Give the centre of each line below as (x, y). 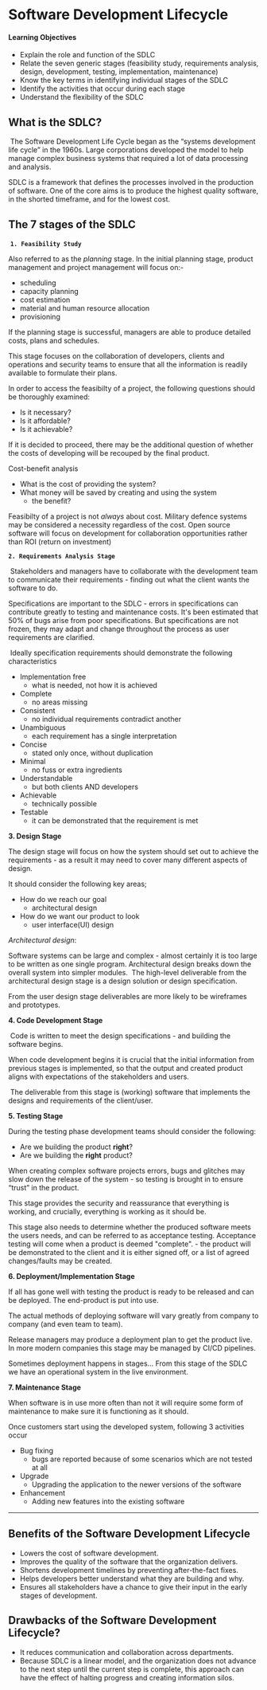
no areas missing (60, 702)
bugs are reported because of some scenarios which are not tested (142, 1459)
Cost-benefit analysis (43, 469)
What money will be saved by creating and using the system (118, 492)
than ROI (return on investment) (60, 542)
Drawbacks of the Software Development (112, 1620)
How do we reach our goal (63, 900)
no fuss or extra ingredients (77, 770)
